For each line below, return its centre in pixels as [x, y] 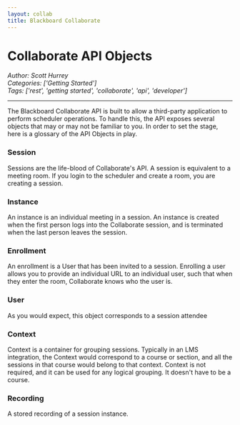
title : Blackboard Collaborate [54, 21]
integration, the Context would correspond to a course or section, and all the [120, 357]
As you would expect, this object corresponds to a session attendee [107, 315]
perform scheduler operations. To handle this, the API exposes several [111, 119]
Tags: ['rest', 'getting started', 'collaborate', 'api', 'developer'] [97, 91]
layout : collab [30, 14]
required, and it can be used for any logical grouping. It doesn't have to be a [119, 372]
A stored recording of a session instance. [68, 414]
